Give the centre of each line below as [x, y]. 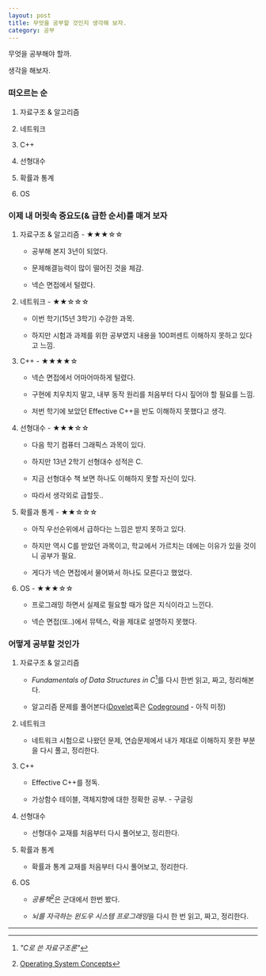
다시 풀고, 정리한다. [70, 750]
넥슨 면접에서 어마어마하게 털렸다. [84, 377]
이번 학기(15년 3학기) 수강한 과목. [83, 318]
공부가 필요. [58, 555]
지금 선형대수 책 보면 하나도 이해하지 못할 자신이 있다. [114, 478]
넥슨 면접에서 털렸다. [63, 284]
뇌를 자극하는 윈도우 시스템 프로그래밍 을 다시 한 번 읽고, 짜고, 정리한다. [140, 916]
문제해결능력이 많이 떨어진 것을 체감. [87, 268]
